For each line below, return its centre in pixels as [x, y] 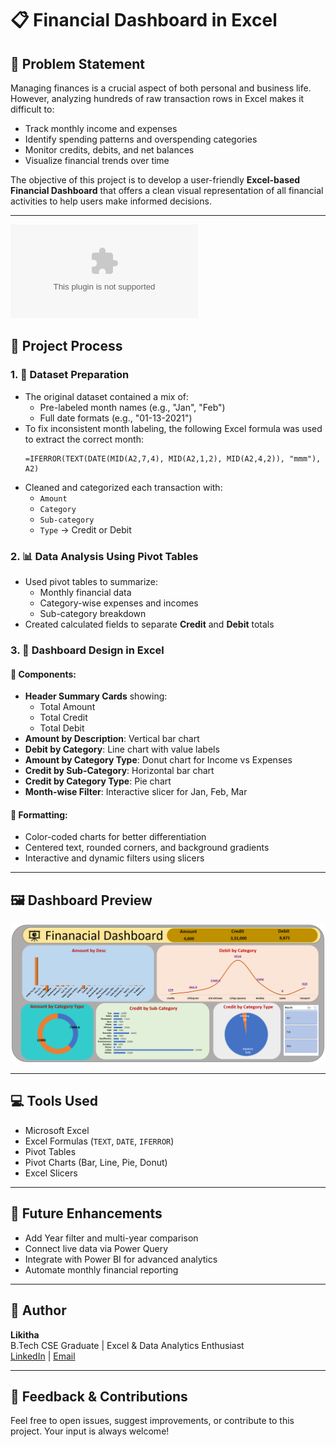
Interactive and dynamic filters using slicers [114, 858]
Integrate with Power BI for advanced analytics [121, 1259]
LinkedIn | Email [43, 1356]
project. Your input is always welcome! [90, 1431]
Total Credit [63, 718]
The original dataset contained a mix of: [107, 396]
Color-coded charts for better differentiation [115, 837]
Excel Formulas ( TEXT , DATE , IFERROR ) [99, 1141]
